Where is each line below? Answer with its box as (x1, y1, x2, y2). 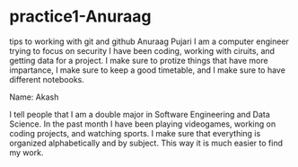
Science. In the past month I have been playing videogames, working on (9, 119, 276, 129)
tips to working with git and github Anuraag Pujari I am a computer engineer (9, 36, 290, 47)
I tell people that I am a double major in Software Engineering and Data (9, 109, 271, 119)
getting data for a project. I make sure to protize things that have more (9, 55, 268, 66)
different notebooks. (9, 74, 85, 84)
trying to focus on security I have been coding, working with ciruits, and (9, 45, 276, 56)
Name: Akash (9, 92, 59, 102)
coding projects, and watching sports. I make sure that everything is (9, 127, 261, 138)
